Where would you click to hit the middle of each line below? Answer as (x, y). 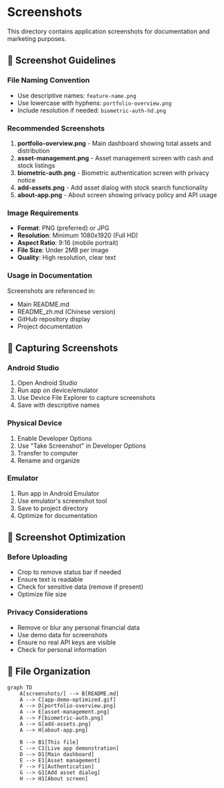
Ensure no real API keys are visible (67, 642)
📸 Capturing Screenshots (63, 348)
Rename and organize (49, 460)
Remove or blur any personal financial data (78, 627)
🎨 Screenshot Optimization (67, 538)
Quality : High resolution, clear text (67, 258)
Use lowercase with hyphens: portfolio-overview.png (94, 103)
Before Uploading (37, 558)
